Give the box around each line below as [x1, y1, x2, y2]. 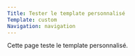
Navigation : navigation [7, 23, 76, 29]
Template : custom [7, 16, 57, 23]
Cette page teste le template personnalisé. [7, 42, 128, 50]
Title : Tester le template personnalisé [7, 10, 126, 17]
